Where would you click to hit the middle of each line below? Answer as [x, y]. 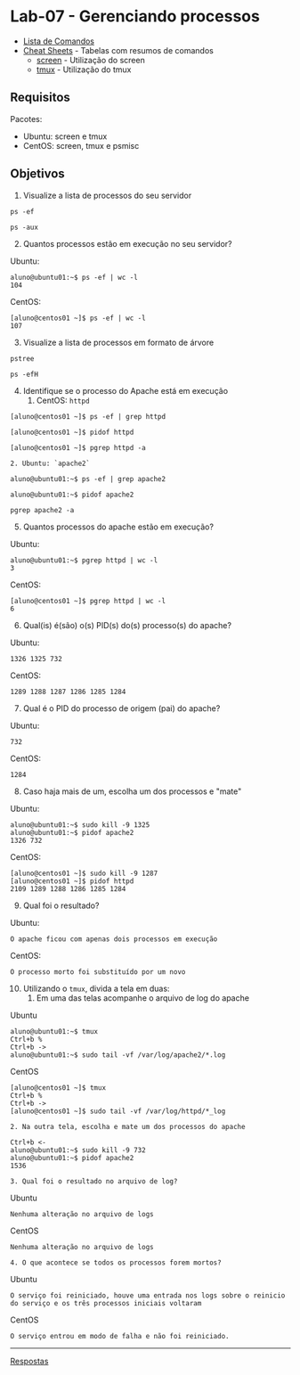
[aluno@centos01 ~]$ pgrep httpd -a [78, 447]
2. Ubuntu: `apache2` [50, 463]
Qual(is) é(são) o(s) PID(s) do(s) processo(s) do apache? [127, 625]
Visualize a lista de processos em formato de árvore [118, 342]
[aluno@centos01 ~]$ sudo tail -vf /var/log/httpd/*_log [118, 1111]
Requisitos [40, 98]
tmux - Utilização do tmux [84, 70]
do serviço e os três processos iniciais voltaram [106, 1303]
